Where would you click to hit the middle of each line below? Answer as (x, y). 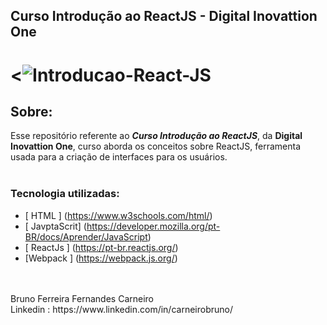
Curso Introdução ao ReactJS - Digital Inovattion (164, 16)
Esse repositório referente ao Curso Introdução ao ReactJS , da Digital (156, 136)
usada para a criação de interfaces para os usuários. (119, 157)
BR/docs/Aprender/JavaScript (86, 236)
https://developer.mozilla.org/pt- (153, 226)
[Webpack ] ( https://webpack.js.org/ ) (101, 258)
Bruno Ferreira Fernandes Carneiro (82, 298)
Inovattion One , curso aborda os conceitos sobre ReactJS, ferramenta (156, 146)
